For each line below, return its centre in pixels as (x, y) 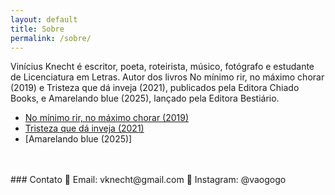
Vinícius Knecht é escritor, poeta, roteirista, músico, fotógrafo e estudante (162, 67)
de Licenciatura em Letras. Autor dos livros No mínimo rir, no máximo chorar (167, 77)
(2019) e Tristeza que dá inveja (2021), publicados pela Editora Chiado (155, 88)
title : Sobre (37, 29)
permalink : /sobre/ (51, 38)
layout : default (44, 19)
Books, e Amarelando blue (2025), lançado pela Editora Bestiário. (145, 98)
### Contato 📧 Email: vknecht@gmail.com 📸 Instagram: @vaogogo (148, 180)
